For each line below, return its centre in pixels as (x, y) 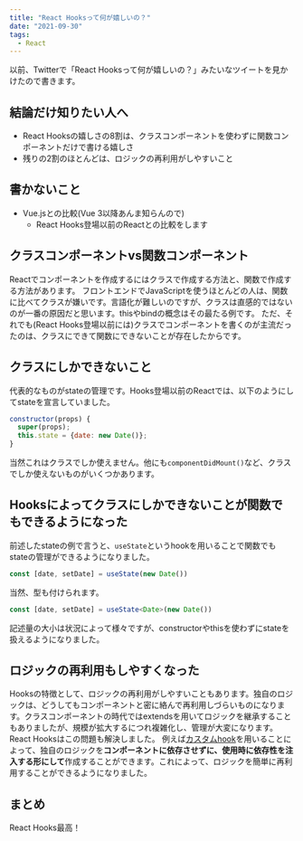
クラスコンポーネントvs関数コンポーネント (129, 255)
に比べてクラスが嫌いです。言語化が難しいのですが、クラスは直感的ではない (151, 302)
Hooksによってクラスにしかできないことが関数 (140, 505)
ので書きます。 (52, 81)
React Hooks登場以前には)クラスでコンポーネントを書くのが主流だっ (164, 324)
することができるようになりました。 (84, 773)
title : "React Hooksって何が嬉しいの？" (80, 18)
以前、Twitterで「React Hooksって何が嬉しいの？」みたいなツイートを (141, 70)
